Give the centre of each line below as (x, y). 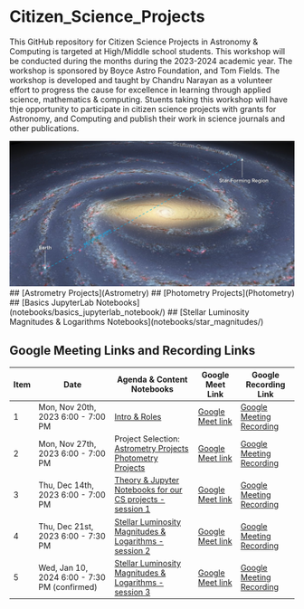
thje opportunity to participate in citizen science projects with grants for (143, 109)
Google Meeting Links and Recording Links (133, 350)
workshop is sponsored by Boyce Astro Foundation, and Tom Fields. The (145, 71)
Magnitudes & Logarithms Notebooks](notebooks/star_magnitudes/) (137, 322)
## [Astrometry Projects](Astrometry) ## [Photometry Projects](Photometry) (152, 293)
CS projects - (140, 500)
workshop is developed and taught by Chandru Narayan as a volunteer (141, 80)
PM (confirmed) (68, 587)
